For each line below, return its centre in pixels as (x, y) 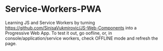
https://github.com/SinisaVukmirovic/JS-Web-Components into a (71, 27)
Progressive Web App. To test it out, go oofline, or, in (59, 33)
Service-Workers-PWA (53, 9)
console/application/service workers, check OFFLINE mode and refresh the (82, 38)
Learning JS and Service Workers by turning (50, 23)
